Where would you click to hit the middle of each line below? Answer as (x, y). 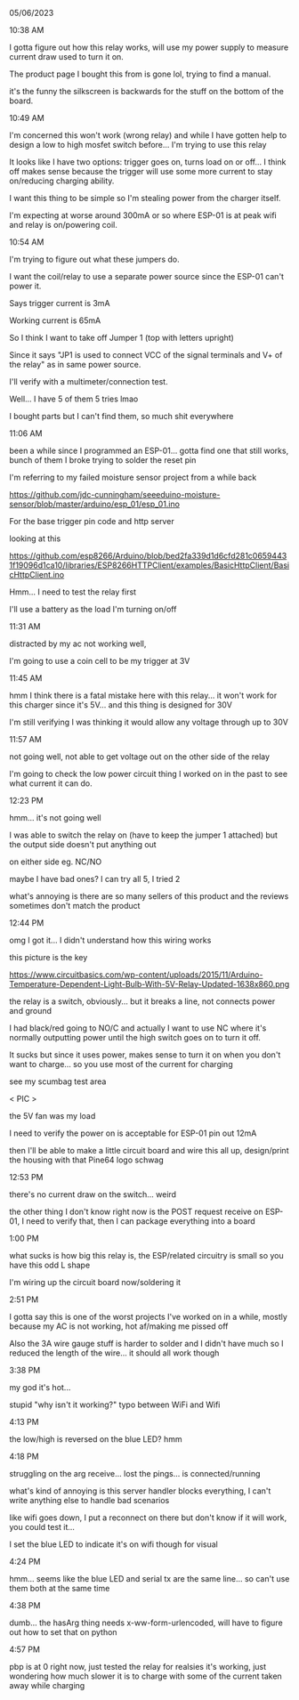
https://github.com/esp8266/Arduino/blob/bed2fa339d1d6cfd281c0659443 (148, 556)
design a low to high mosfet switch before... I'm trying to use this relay (138, 145)
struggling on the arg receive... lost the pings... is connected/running (135, 1473)
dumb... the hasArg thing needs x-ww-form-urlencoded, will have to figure (146, 1623)
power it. (25, 286)
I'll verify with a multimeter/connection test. (89, 381)
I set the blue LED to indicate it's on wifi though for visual (113, 1544)
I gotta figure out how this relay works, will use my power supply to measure (149, 47)
